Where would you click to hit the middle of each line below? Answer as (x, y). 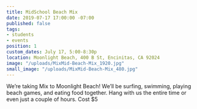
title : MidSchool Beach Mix (42, 12)
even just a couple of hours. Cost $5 (52, 99)
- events (17, 40)
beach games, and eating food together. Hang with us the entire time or (96, 93)
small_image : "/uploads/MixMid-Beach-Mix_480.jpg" (72, 69)
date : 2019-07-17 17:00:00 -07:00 (50, 18)
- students (20, 35)
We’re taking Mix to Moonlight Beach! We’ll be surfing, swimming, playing (99, 86)
